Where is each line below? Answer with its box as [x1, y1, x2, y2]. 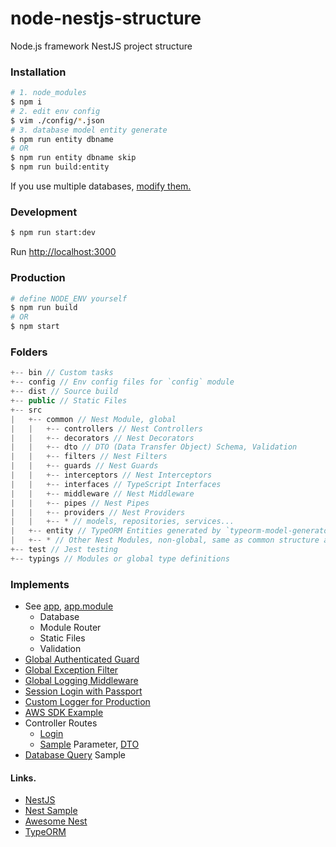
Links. [10, 772, 37, 784]
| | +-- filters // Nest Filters [10, 452, 168, 462]
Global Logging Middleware [24, 675, 139, 687]
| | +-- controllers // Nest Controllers [10, 423, 203, 434]
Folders [10, 345, 48, 359]
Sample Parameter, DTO [39, 738, 140, 751]
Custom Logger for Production [24, 696, 151, 708]
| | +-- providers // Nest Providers [10, 507, 186, 517]
